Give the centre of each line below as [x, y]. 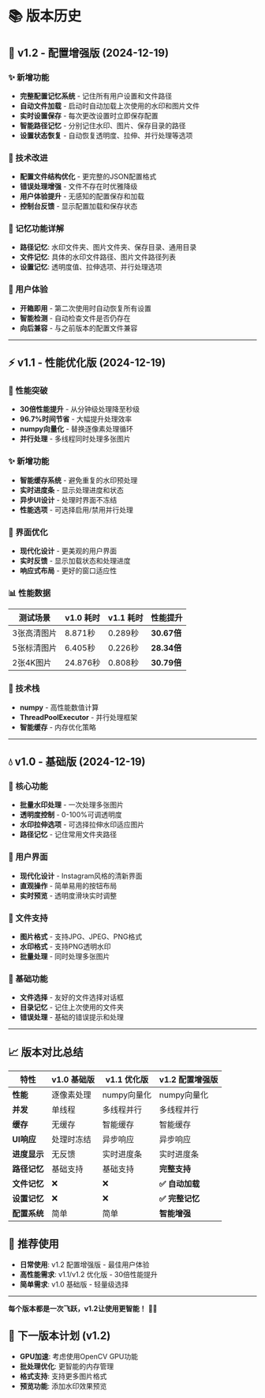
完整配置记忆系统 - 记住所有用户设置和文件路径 [96, 96]
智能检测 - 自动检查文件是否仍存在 [75, 318]
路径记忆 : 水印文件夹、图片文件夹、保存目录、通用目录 [108, 247]
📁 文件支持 [28, 918]
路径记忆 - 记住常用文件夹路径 [68, 835]
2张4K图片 [32, 663]
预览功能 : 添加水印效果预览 [63, 1386]
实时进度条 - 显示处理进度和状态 [72, 490]
